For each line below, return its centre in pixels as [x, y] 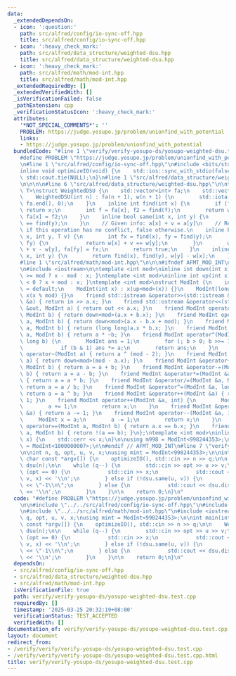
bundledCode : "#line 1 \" [52, 151]
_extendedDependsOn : [44, 20]
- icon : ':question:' [45, 27]
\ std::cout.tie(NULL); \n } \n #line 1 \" [78, 177]
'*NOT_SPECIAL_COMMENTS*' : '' [64, 125]
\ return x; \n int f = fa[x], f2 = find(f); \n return [122, 211]
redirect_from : [29, 642]
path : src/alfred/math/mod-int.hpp [72, 73]
